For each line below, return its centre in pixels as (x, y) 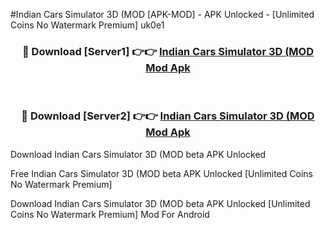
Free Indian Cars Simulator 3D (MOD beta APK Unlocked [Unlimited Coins (161, 173)
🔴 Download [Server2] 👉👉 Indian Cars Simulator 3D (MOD (168, 116)
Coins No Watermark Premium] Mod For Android (110, 214)
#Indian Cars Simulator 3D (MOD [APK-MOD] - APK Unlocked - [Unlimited (162, 14)
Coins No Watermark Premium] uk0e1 (87, 25)
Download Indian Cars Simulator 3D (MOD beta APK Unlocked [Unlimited (160, 203)
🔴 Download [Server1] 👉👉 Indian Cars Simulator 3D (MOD (168, 51)
